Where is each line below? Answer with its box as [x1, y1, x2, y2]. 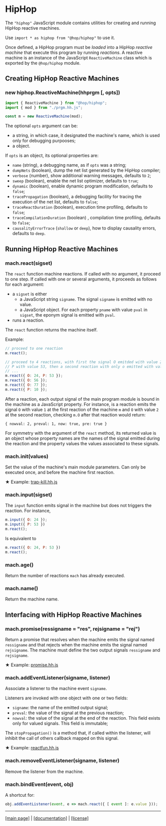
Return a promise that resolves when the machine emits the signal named [5, 637, 155, 642]
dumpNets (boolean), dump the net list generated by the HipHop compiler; [12, 167, 161, 174]
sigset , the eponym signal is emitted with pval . [19, 312, 116, 318]
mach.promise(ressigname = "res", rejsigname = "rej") [5, 625, 140, 632]
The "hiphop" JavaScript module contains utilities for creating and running [5, 20, 156, 26]
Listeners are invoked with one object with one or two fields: [5, 695, 128, 701]
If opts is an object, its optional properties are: [5, 152, 99, 159]
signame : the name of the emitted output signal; [12, 705, 109, 711]
